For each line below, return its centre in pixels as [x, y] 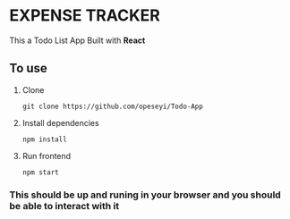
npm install [44, 139]
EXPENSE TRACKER [85, 16]
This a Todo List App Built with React [77, 40]
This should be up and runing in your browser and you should [145, 195]
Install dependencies [61, 122]
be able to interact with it [64, 206]
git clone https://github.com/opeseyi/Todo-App [112, 106]
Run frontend [47, 156]
